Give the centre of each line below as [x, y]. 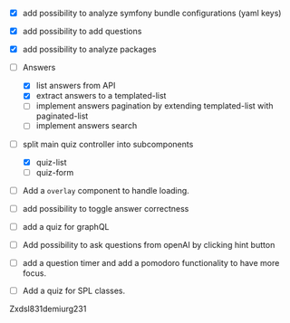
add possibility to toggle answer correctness [106, 208]
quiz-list [51, 162]
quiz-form [55, 172]
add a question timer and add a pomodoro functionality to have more [151, 262]
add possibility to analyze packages [89, 50]
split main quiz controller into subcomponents [108, 144]
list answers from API [76, 86]
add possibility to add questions [82, 32]
